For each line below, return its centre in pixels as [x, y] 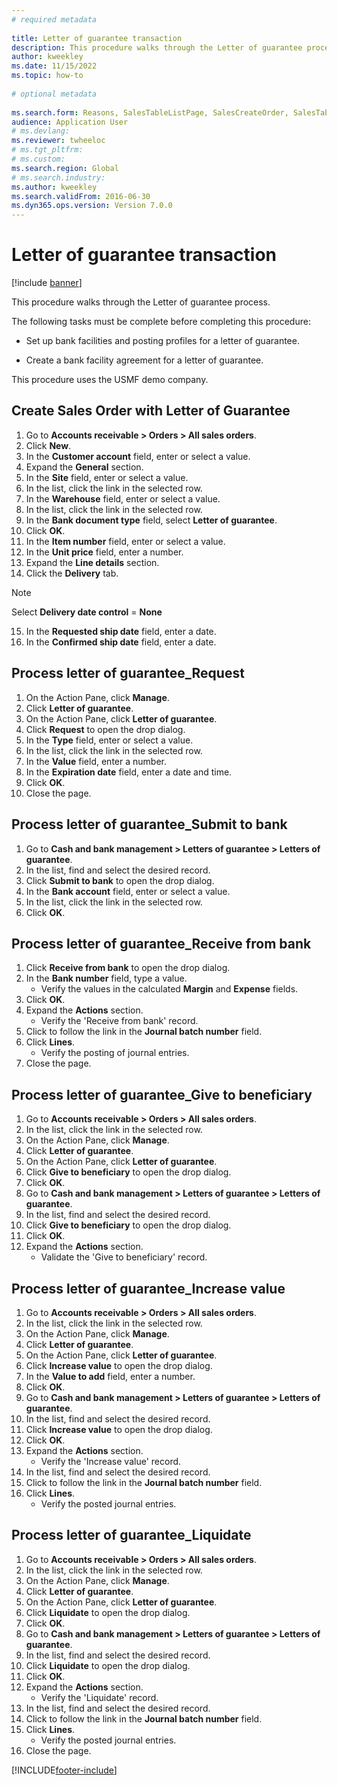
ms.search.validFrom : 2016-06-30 [81, 196]
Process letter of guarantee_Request [128, 673]
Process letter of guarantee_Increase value [148, 1288]
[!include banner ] [47, 283]
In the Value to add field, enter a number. [110, 1376]
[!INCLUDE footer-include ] [64, 1770]
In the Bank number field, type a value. [106, 978]
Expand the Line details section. [92, 562]
